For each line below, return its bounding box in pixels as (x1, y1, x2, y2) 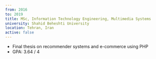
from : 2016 (5, 7, 28, 12)
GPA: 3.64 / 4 (12, 49, 40, 55)
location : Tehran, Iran (5, 26, 54, 30)
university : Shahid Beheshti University (5, 21, 90, 26)
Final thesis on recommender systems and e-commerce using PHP (12, 44, 149, 49)
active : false (5, 30, 35, 35)
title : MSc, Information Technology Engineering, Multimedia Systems (5, 16, 152, 21)
